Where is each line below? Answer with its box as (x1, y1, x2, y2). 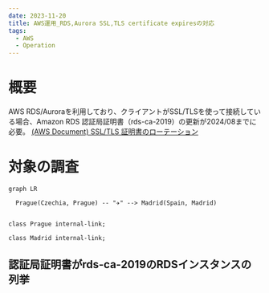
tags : (8, 26, 26, 35)
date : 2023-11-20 (8, 11, 67, 20)
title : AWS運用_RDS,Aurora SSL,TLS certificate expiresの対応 (8, 19, 215, 27)
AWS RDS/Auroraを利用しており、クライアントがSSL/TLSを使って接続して (8, 107, 255, 116)
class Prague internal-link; (8, 220, 106, 228)
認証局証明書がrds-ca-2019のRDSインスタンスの (8, 258, 251, 271)
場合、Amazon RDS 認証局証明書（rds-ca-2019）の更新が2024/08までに (14, 117, 257, 127)
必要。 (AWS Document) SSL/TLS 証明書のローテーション (8, 127, 199, 136)
